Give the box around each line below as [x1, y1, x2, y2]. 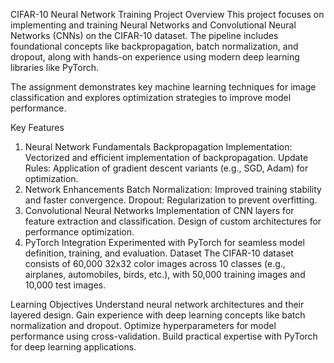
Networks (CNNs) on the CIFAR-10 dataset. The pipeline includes [10, 30, 279, 41]
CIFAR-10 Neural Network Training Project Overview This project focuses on [10, 9, 325, 20]
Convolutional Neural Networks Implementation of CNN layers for [24, 205, 295, 216]
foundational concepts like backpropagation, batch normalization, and [10, 40, 299, 52]
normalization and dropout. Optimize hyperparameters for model [10, 320, 277, 331]
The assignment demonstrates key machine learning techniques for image [10, 81, 317, 93]
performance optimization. [24, 226, 135, 238]
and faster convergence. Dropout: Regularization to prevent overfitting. [24, 194, 318, 206]
